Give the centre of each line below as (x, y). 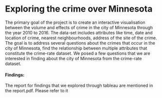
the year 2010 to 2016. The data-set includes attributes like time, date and (79, 33)
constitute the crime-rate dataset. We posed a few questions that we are (78, 53)
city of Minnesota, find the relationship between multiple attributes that (76, 48)
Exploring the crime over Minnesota (79, 9)
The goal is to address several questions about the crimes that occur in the (80, 43)
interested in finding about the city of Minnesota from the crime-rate (73, 58)
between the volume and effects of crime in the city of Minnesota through (79, 27)
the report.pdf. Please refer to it (36, 91)
